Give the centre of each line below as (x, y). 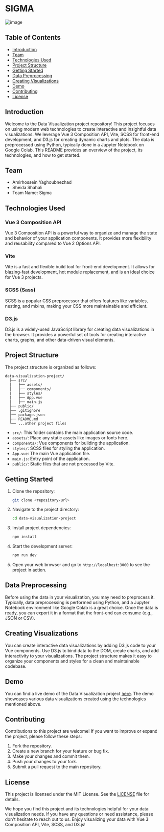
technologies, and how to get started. (43, 155)
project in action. (29, 570)
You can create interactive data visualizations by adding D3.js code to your (80, 645)
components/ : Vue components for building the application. (71, 443)
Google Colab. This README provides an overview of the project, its (74, 150)
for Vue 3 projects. (24, 277)
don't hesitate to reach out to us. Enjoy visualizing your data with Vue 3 (77, 819)
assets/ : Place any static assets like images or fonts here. (70, 437)
